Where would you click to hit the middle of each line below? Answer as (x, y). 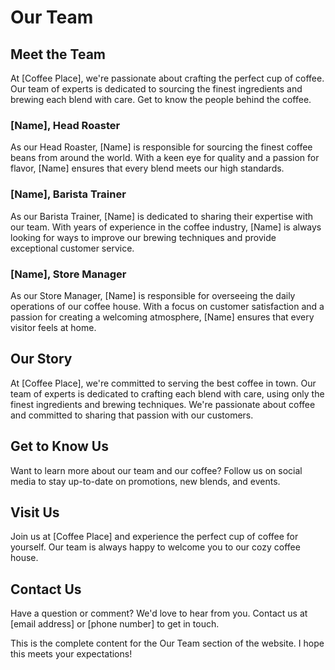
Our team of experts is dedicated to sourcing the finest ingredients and (156, 89)
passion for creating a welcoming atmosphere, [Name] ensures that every (162, 317)
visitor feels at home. (53, 327)
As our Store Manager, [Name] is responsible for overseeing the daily (153, 295)
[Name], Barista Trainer (68, 194)
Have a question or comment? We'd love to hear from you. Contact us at (159, 613)
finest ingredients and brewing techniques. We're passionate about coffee (163, 404)
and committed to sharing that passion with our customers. (132, 415)
